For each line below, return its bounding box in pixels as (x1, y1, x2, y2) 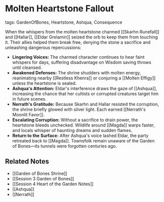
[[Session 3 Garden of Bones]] (12, 175, 74, 181)
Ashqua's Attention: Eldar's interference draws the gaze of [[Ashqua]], (12, 85, 157, 91)
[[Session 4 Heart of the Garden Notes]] (12, 181, 94, 187)
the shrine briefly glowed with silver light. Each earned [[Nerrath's (12, 106, 146, 112)
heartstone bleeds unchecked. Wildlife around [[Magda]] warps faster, (12, 122, 155, 128)
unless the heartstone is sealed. (12, 80, 77, 86)
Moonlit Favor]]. (12, 111, 45, 117)
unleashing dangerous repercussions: (5, 44, 82, 50)
